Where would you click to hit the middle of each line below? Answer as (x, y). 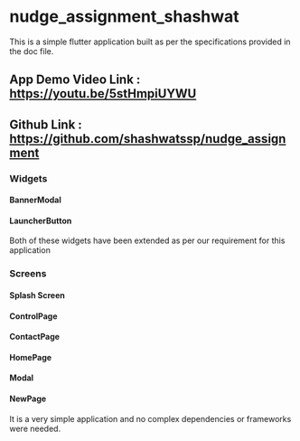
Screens (28, 274)
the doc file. (32, 51)
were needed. (35, 428)
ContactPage (35, 337)
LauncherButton (41, 220)
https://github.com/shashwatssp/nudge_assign (148, 139)
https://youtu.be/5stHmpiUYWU (103, 94)
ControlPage (33, 316)
